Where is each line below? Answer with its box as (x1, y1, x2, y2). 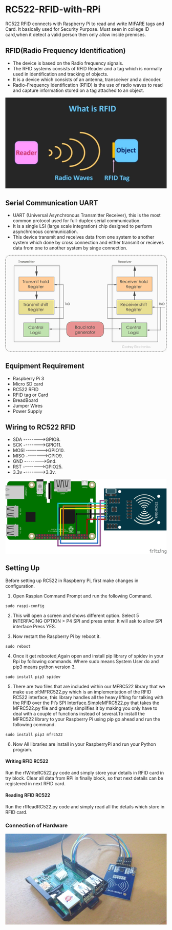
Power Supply (12, 408, 42, 414)
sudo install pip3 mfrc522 (5, 732, 63, 737)
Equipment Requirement (5, 362, 84, 371)
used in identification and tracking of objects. (12, 71, 109, 77)
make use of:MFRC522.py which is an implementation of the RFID (12, 689, 152, 695)
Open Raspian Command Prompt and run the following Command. (12, 593, 153, 599)
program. (12, 746, 32, 752)
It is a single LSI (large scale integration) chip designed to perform (12, 223, 153, 229)
